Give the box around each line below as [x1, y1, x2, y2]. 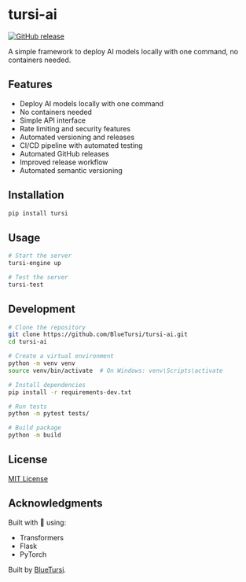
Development [8, 303, 76, 316]
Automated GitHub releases [19, 149, 110, 158]
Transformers [19, 532, 64, 542]
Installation [8, 189, 64, 202]
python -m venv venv [8, 359, 76, 367]
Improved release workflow [19, 157, 108, 167]
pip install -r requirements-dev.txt [8, 388, 132, 396]
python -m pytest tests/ [8, 410, 90, 418]
